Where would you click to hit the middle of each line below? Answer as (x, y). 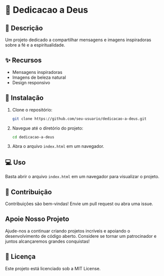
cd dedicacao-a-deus (33, 137)
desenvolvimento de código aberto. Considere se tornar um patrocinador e (81, 236)
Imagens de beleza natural (39, 77)
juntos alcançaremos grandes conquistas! (47, 241)
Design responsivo (31, 82)
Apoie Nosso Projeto (37, 219)
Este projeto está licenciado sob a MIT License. (53, 268)
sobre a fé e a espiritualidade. (35, 45)
